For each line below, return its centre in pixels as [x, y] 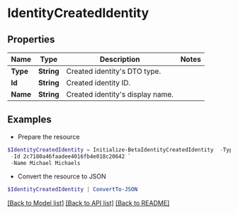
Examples [29, 120]
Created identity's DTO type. [114, 71]
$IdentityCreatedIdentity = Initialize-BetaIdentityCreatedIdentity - [115, 150]
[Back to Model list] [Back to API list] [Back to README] [89, 203]
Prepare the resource [49, 137]
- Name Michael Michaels [45, 163]
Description [120, 59]
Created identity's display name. [120, 94]
